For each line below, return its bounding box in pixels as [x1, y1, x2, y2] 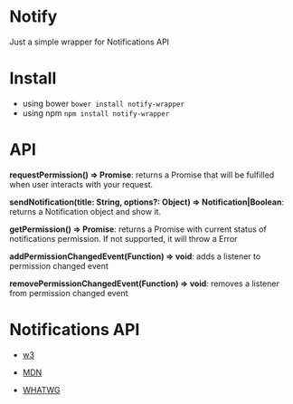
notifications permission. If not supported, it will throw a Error [9, 233, 238, 244]
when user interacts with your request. [9, 178, 154, 189]
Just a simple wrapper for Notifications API [9, 36, 170, 47]
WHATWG [22, 384, 61, 395]
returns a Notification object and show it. [9, 206, 161, 216]
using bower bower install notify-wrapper [22, 98, 185, 109]
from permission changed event [9, 287, 128, 298]
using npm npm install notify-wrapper [22, 107, 170, 119]
